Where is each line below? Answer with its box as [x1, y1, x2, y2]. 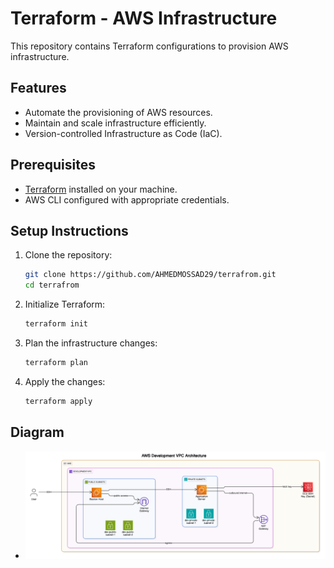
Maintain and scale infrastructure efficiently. [24, 117, 207, 129]
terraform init [24, 319, 89, 329]
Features [10, 80, 67, 97]
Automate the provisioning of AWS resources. [24, 106, 213, 118]
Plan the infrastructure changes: [24, 337, 158, 349]
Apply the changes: [24, 375, 106, 387]
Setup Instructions [10, 222, 129, 239]
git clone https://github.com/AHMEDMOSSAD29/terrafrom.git [24, 270, 277, 280]
